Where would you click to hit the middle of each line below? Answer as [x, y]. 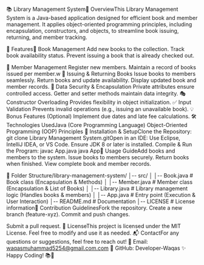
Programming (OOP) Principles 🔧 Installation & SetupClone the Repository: [99, 131]
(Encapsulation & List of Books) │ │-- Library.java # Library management [97, 188]
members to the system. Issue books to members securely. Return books [98, 157]
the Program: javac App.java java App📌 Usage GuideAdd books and [91, 151]
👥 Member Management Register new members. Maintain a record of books [101, 67]
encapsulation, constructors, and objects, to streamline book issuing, [93, 31]
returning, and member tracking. [47, 37]
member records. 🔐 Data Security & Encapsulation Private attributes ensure [100, 87]
